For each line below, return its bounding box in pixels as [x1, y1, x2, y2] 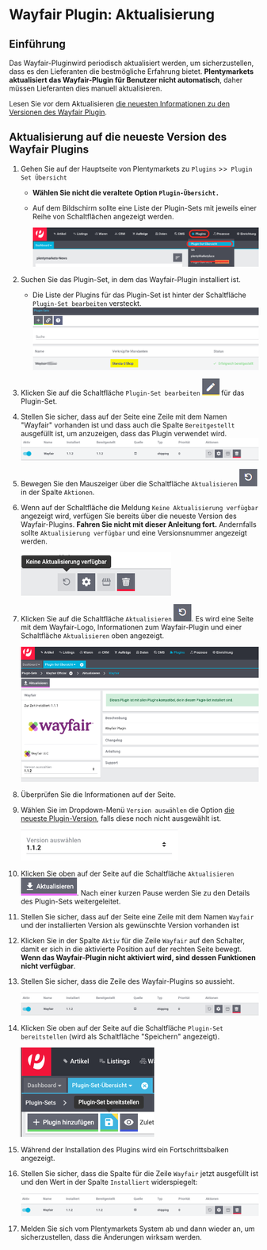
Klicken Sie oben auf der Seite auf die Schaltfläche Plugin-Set [20, 1024, 224, 1033]
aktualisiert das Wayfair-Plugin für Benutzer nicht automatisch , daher [9, 75, 243, 84]
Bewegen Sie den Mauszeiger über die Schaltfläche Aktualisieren [20, 478, 238, 488]
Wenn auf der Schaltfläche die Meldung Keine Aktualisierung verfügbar [20, 502, 259, 512]
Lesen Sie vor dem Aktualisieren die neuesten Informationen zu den [9, 99, 231, 108]
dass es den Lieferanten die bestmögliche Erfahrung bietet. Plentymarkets [9, 67, 254, 76]
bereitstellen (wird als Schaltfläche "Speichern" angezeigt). [20, 1031, 220, 1042]
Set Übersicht [20, 173, 67, 182]
